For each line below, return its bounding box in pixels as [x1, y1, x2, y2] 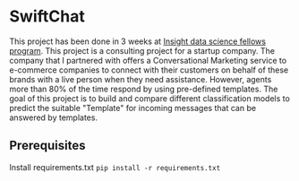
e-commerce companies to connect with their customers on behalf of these [9, 65, 289, 75]
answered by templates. [9, 112, 98, 123]
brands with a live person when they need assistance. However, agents [9, 73, 272, 84]
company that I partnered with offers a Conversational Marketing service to [9, 55, 287, 65]
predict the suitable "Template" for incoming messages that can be [9, 102, 257, 113]
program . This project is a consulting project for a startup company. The [9, 45, 276, 56]
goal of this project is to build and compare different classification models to [9, 92, 291, 104]
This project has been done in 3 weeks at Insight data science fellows [9, 36, 267, 47]
